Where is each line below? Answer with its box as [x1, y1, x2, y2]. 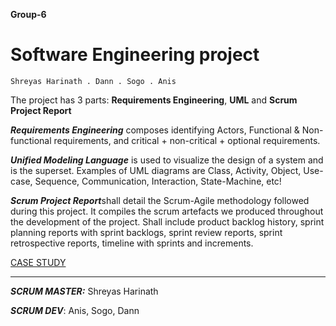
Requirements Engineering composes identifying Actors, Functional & [10, 124, 300, 136]
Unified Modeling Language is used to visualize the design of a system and [10, 154, 324, 166]
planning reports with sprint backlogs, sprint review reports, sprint [10, 226, 283, 238]
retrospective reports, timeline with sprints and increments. [10, 237, 254, 249]
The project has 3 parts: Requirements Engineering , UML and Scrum [10, 94, 298, 106]
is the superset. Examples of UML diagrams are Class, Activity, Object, [10, 164, 302, 176]
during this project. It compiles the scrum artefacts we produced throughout [10, 205, 324, 217]
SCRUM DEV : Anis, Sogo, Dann [10, 304, 140, 316]
